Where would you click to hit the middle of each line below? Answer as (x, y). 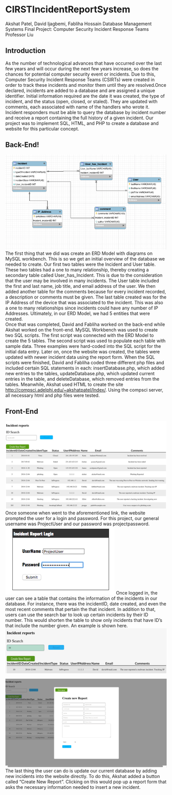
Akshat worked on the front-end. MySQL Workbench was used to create (82, 330)
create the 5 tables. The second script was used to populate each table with (85, 341)
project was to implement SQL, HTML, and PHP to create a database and (82, 123)
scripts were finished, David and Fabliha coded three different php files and (85, 363)
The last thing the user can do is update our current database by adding (81, 771)
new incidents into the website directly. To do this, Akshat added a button (83, 776)
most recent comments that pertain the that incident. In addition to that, (81, 609)
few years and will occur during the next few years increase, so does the (82, 68)
